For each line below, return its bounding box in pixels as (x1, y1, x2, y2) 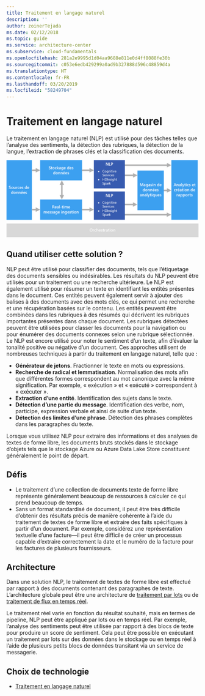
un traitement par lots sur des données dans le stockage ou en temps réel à (6, 635, 196, 643)
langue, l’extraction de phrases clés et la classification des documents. (6, 148, 184, 155)
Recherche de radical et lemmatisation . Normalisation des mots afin (15, 368, 189, 376)
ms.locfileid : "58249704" (6, 88, 72, 94)
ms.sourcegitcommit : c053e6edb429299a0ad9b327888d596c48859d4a (6, 61, 171, 67)
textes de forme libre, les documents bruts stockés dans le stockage (6, 438, 178, 446)
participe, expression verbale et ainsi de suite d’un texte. (15, 407, 157, 414)
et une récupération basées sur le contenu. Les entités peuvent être (6, 304, 177, 312)
